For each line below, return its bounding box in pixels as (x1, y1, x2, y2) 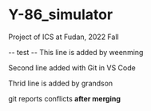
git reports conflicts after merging (8, 93, 121, 103)
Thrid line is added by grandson (8, 78, 113, 88)
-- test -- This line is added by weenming (8, 47, 144, 57)
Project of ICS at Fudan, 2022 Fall (8, 32, 119, 42)
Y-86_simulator (8, 6, 113, 24)
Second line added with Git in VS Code (8, 62, 136, 73)
